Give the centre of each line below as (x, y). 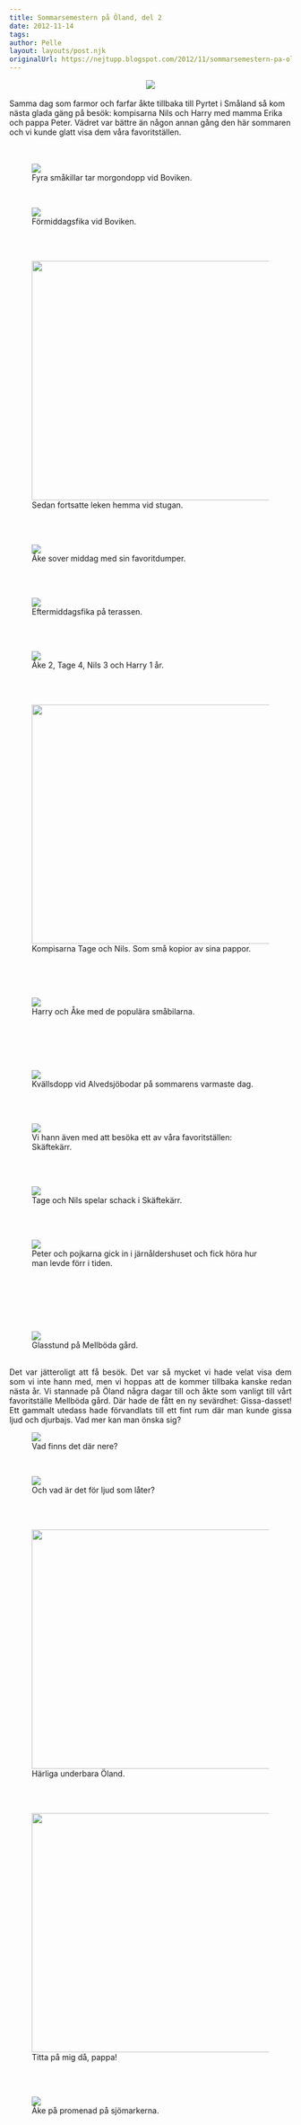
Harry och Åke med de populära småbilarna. (113, 1011)
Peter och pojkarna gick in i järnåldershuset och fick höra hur (145, 1253)
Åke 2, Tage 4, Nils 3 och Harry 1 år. (98, 665)
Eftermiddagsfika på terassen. (87, 611)
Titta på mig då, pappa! (75, 2057)
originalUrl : (34, 59)
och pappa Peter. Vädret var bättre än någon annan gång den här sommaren (150, 123)
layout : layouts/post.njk (57, 51)
